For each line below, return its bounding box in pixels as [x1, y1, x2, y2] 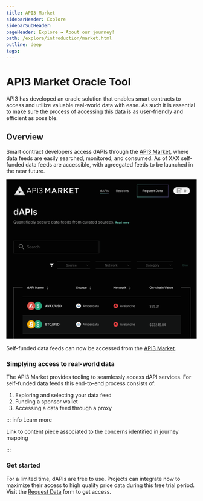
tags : [6, 48, 20, 55]
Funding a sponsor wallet [14, 398, 79, 405]
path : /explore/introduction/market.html [6, 35, 112, 42]
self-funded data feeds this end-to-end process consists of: [6, 380, 156, 387]
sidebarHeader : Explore [6, 16, 66, 22]
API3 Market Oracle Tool [6, 75, 131, 89]
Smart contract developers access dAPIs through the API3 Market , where [6, 148, 189, 155]
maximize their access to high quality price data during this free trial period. [6, 482, 195, 489]
